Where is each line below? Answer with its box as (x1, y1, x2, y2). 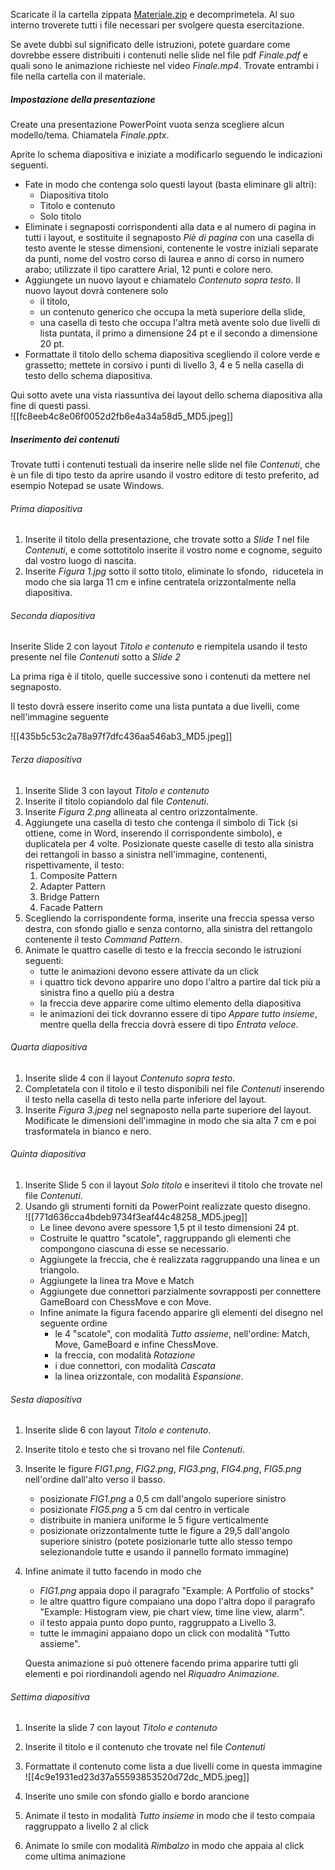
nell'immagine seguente (10, 711, 109, 723)
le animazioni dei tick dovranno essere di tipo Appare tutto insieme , (39, 1007, 318, 1019)
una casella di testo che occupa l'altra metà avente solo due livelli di (39, 316, 321, 328)
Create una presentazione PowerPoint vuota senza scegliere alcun (10, 118, 285, 130)
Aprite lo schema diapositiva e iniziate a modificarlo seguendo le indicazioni (10, 148, 323, 160)
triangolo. (39, 1264, 80, 1276)
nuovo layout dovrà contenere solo (24, 284, 169, 296)
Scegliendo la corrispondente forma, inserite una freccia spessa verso (24, 912, 315, 924)
